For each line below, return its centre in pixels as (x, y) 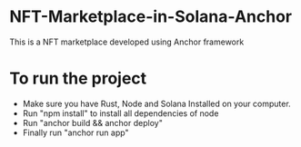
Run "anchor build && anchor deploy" (93, 122)
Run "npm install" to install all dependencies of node (120, 113)
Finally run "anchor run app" (75, 132)
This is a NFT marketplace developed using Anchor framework (127, 42)
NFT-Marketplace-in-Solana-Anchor (151, 17)
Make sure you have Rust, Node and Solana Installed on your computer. (156, 103)
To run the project (78, 78)
